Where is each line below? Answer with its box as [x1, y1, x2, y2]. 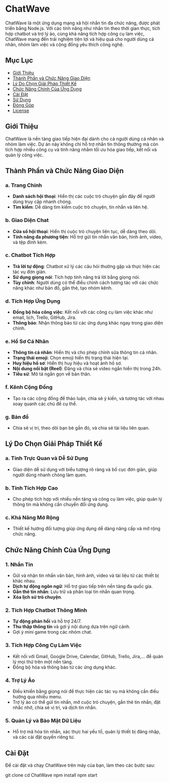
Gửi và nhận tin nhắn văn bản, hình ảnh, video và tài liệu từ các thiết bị [12, 572, 159, 578]
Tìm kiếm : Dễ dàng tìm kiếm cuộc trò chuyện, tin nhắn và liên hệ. [12, 204, 149, 210]
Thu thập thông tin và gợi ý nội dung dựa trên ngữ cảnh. [12, 624, 131, 630]
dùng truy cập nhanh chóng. [12, 199, 72, 205]
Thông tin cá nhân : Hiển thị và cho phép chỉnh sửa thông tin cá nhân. [12, 349, 158, 355]
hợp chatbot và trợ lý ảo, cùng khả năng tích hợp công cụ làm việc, [5, 30, 145, 37]
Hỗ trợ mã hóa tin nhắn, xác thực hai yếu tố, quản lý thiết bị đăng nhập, [12, 729, 161, 735]
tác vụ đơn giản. [12, 269, 47, 275]
